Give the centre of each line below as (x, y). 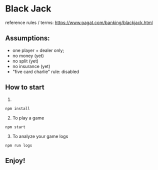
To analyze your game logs (40, 136)
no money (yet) (28, 55)
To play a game (28, 117)
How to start (25, 87)
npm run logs (19, 145)
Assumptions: (27, 38)
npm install (17, 108)
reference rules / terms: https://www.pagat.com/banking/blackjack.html (79, 22)
